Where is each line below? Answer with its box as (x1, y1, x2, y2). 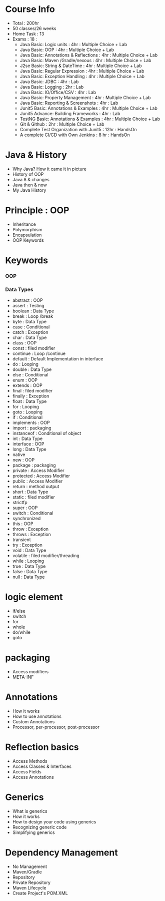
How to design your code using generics (12, 818, 96, 824)
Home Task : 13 (12, 31, 44, 37)
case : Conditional (12, 324, 50, 330)
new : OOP (12, 457, 35, 463)
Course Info (5, 4, 55, 15)
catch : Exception (12, 329, 48, 335)
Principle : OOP (5, 205, 69, 216)
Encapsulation (12, 232, 42, 238)
